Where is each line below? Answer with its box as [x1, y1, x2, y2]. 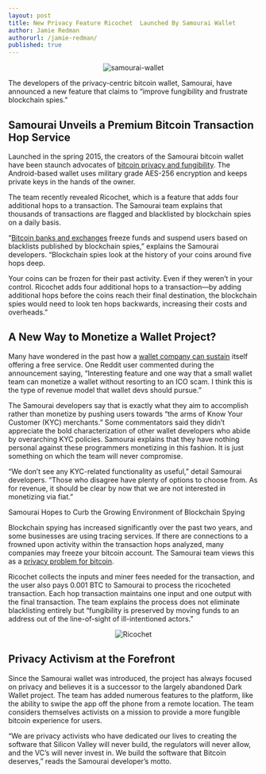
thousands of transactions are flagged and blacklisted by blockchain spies [8, 209, 252, 218]
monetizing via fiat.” [8, 491, 74, 501]
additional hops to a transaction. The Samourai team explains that [8, 200, 223, 210]
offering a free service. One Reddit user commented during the [8, 360, 214, 369]
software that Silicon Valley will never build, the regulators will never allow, [8, 739, 252, 749]
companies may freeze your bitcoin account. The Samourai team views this [8, 548, 255, 557]
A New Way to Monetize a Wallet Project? [8, 330, 217, 344]
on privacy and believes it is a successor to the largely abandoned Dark [8, 682, 242, 691]
